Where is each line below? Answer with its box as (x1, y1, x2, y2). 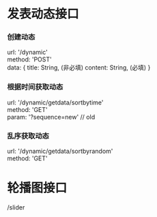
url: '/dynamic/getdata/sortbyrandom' (7, 147, 113, 156)
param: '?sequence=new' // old (7, 113, 96, 121)
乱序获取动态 (7, 131, 50, 141)
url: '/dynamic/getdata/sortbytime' (7, 98, 104, 106)
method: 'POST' (7, 55, 53, 63)
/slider (7, 203, 25, 212)
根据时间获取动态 (7, 83, 63, 92)
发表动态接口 (7, 6, 80, 22)
